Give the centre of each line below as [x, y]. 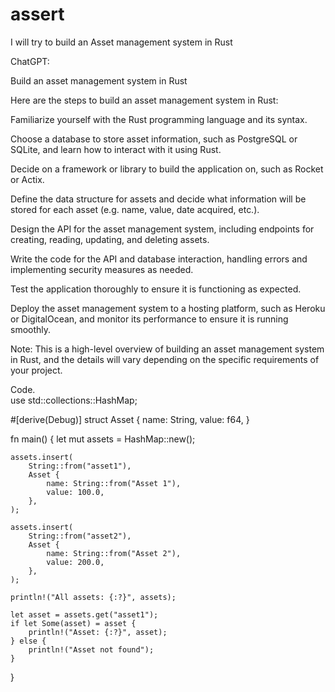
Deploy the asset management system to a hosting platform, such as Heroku [168, 308]
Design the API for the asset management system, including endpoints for [162, 229]
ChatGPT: [30, 61]
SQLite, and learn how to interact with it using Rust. [116, 149]
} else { [28, 641]
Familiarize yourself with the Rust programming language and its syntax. [159, 119]
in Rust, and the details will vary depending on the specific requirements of [165, 359]
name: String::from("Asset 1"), [114, 483]
